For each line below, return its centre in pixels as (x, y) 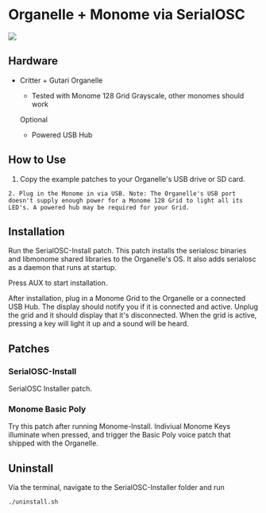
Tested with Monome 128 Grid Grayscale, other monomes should (138, 95)
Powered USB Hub (62, 135)
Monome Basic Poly (47, 409)
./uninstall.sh (33, 502)
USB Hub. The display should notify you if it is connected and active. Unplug (133, 307)
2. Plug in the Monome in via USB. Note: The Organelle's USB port (122, 193)
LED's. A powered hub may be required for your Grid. (99, 207)
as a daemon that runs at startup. (63, 268)
